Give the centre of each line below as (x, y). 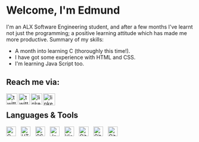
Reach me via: (33, 82)
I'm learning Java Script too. (49, 64)
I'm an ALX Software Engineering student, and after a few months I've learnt (99, 27)
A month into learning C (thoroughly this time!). (72, 51)
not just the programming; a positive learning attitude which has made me (97, 33)
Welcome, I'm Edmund (63, 10)
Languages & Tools (42, 116)
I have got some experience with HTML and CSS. (75, 57)
